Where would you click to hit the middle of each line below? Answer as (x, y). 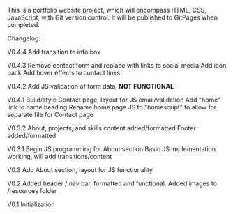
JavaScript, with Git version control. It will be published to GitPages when (113, 17)
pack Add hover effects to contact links (64, 73)
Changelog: (24, 38)
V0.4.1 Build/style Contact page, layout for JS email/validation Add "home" (114, 100)
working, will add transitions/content (60, 156)
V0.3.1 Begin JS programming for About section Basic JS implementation (112, 149)
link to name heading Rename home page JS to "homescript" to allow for (112, 107)
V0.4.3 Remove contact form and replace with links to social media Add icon (117, 65)
